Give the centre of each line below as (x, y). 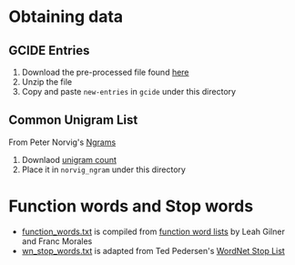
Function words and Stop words (131, 206)
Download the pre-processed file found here (105, 72)
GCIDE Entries (49, 51)
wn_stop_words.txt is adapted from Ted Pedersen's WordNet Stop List (153, 250)
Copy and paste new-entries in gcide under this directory (129, 92)
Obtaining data (66, 17)
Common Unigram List (73, 120)
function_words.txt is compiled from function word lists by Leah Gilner (153, 231)
